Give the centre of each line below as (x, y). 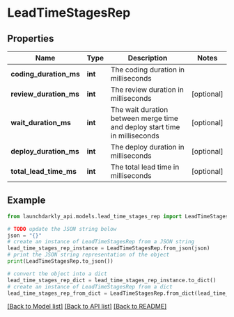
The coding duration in (148, 70)
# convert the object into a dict (57, 274)
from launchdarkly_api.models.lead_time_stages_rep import (95, 216)
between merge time (145, 118)
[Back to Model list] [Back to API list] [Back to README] (87, 307)
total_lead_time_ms (44, 171)
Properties (31, 39)
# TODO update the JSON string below (62, 229)
